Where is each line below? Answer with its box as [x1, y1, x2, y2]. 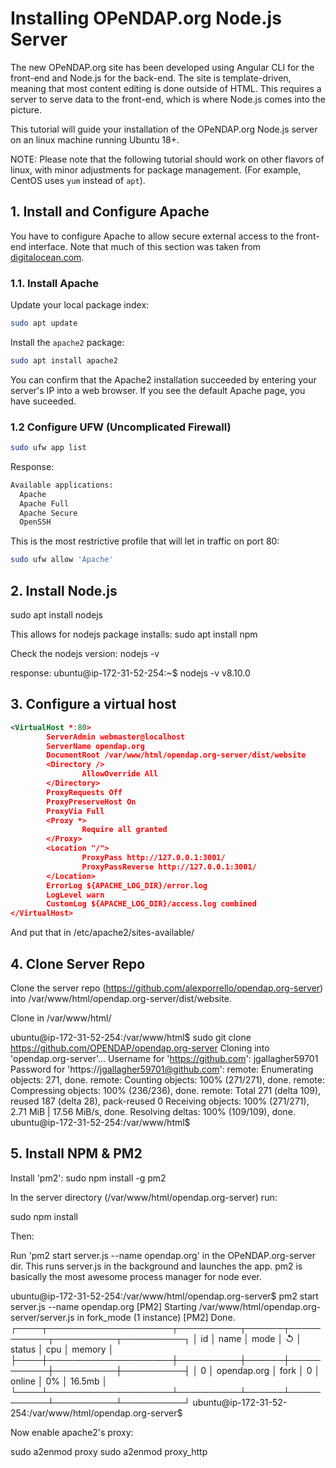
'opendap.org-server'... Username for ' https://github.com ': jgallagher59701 [10, 1053, 319, 1065]
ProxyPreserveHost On [46, 797, 137, 807]
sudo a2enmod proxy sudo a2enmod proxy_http [10, 1445, 208, 1457]
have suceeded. [10, 395, 77, 407]
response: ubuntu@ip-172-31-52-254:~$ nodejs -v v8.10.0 [10, 667, 251, 679]
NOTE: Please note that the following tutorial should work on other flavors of [10, 153, 325, 165]
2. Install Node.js [10, 582, 118, 599]
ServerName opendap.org [46, 741, 145, 751]
